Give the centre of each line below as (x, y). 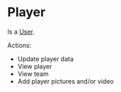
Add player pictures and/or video (66, 81)
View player (35, 66)
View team (33, 74)
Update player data (46, 59)
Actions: (19, 45)
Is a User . (21, 32)
